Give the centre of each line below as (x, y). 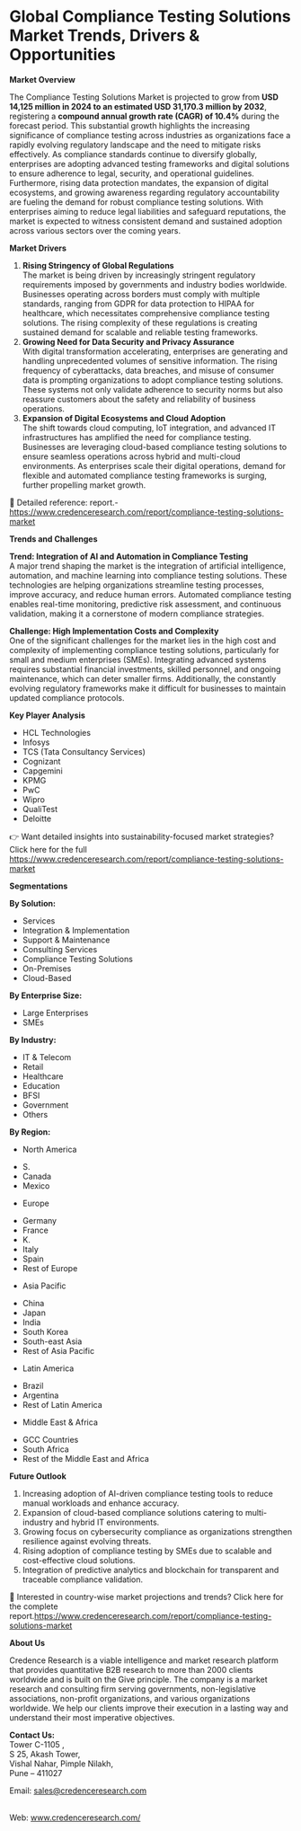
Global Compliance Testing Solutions (150, 17)
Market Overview (43, 79)
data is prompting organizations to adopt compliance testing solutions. (153, 380)
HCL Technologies (57, 732)
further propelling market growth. (84, 485)
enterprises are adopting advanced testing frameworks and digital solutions (150, 164)
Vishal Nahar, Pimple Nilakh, (62, 1764)
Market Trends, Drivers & (105, 35)
